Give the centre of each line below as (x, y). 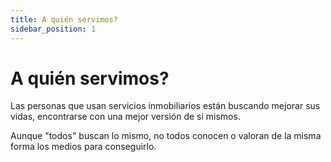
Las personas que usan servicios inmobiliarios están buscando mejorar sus (165, 106)
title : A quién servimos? (64, 19)
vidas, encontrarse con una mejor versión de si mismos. (125, 117)
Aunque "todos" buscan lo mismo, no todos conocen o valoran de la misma (166, 136)
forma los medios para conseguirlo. (83, 147)
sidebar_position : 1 (53, 29)
